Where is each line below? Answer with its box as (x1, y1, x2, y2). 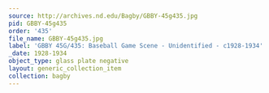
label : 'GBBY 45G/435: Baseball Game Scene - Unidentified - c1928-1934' (8, 42, 264, 50)
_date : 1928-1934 (8, 49, 67, 57)
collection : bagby (8, 72, 71, 80)
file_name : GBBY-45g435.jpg (8, 34, 104, 43)
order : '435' (8, 27, 53, 35)
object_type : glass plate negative (8, 57, 129, 66)
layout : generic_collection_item (8, 65, 122, 73)
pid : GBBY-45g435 (8, 19, 67, 27)
